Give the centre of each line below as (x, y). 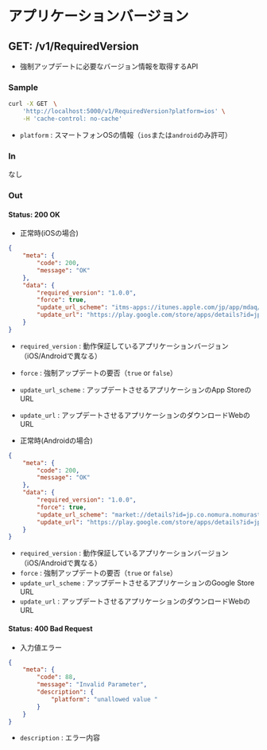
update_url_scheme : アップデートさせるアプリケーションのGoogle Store (137, 583)
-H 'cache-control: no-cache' (73, 119)
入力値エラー (41, 647)
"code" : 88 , (57, 678)
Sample (23, 87)
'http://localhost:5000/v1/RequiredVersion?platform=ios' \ (124, 111)
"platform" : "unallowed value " (104, 699)
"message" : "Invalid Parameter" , (92, 685)
